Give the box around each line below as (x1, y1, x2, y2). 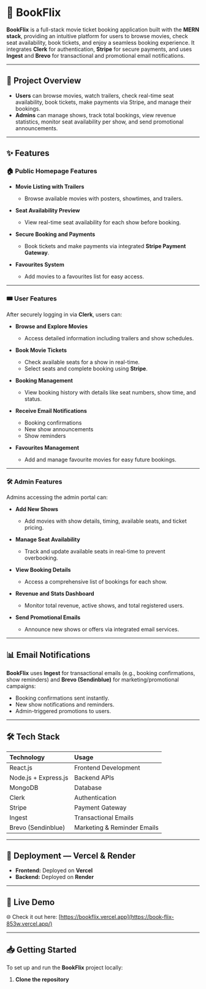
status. (24, 395, 42, 402)
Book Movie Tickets (15, 346, 67, 354)
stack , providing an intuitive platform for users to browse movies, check (6, 32, 188, 39)
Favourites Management (15, 444, 80, 451)
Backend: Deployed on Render (15, 874, 94, 881)
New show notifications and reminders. (15, 700, 115, 708)
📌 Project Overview (6, 76, 82, 86)
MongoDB (9, 783, 39, 792)
